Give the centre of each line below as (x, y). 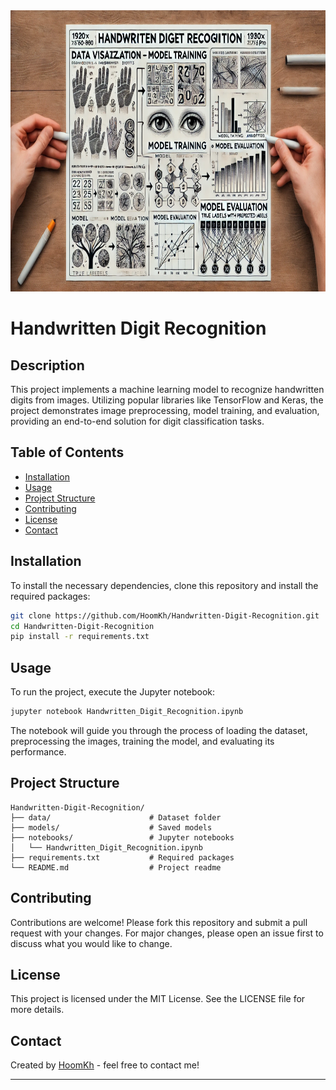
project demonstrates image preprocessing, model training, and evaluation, (165, 410)
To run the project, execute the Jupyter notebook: (113, 692)
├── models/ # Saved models (111, 827)
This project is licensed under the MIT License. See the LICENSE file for (158, 999)
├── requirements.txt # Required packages (122, 857)
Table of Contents (67, 452)
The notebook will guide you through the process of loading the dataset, (159, 730)
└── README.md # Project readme (116, 867)
